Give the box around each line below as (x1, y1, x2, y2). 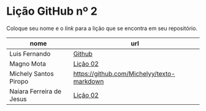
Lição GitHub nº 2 (6, 4, 98, 18)
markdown (73, 77, 104, 85)
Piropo (9, 77, 29, 85)
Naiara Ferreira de (9, 87, 62, 96)
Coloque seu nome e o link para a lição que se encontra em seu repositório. (6, 25, 198, 32)
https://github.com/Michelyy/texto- (73, 69, 176, 78)
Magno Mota (9, 59, 46, 68)
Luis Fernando (9, 49, 51, 58)
